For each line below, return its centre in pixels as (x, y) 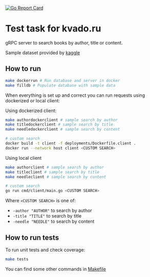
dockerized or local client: (33, 100)
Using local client (24, 158)
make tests (17, 259)
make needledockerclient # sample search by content (63, 130)
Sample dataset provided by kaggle (43, 52)
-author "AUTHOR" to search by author (52, 210)
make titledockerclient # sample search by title (59, 125)
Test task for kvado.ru (53, 29)
